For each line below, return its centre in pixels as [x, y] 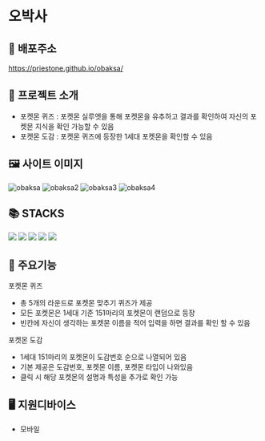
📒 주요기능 [33, 265]
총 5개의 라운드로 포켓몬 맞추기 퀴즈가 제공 [86, 303]
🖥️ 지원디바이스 [42, 405]
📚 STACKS [36, 214]
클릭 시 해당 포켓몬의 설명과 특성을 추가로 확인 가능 [99, 377]
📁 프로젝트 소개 [43, 96]
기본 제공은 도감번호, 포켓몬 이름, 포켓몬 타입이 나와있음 [106, 367]
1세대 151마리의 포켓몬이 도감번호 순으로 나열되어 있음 [103, 357]
